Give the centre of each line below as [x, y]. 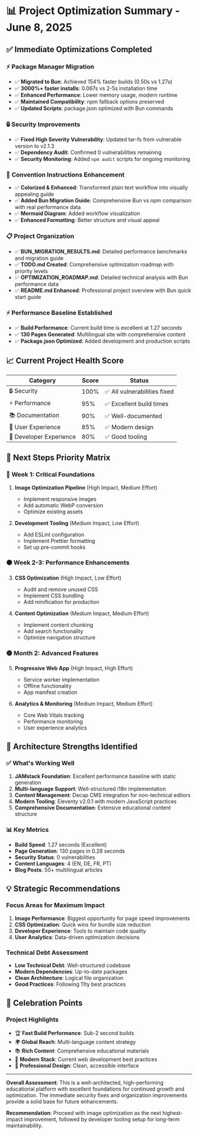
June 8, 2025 [39, 28]
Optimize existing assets [53, 512]
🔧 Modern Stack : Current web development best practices [86, 1059]
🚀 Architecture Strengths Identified [72, 746]
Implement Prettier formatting [59, 541]
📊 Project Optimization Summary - [93, 11]
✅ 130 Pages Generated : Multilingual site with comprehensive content [100, 335]
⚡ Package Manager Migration [50, 66]
